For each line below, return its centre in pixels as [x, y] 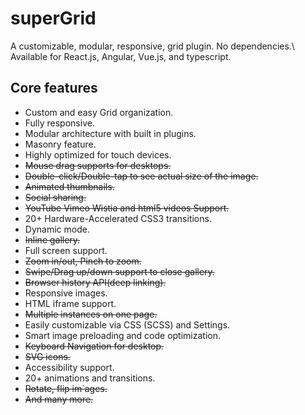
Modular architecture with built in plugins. [110, 133]
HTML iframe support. [70, 303]
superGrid [53, 18]
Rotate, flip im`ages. [66, 388]
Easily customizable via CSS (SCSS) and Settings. [127, 324]
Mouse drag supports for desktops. [98, 165]
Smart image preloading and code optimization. [122, 335]
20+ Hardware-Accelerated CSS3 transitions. [118, 218]
